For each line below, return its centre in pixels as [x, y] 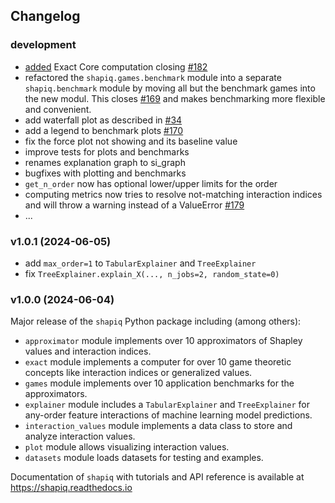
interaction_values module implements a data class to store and [158, 426]
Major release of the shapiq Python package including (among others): [156, 321]
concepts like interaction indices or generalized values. [138, 373]
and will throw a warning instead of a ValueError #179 [134, 205]
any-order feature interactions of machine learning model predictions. [168, 415]
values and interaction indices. [88, 351]
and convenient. [58, 109]
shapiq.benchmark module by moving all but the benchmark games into [170, 88]
